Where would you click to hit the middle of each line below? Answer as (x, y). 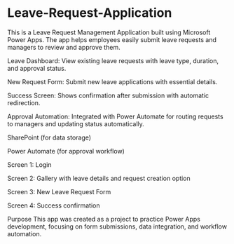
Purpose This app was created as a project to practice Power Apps (104, 219)
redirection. (24, 102)
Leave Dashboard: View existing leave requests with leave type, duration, (113, 60)
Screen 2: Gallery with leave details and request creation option (99, 178)
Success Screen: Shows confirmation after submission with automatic (108, 95)
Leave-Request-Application (90, 13)
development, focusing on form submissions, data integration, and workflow (117, 226)
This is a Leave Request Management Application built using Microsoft (109, 32)
